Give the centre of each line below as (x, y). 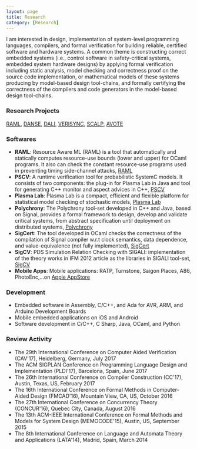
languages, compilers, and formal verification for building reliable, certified (96, 45)
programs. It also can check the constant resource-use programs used (100, 164)
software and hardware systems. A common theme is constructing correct (96, 52)
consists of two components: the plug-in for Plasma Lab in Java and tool (102, 183)
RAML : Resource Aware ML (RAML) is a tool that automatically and (95, 151)
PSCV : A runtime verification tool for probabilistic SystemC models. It (98, 177)
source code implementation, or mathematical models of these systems (93, 77)
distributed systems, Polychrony (54, 227)
